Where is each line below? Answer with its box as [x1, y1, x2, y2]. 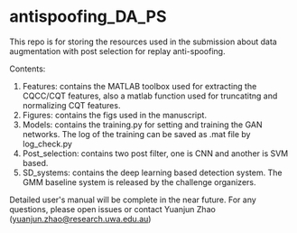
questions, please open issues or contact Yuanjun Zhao [9, 203, 217, 214]
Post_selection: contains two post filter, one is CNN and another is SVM [22, 147, 289, 159]
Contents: [9, 63, 46, 74]
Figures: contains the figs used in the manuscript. [22, 109, 208, 120]
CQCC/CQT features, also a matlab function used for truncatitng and [22, 90, 278, 101]
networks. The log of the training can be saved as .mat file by [22, 128, 251, 139]
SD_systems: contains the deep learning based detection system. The [22, 167, 283, 178]
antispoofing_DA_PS [9, 6, 167, 27]
